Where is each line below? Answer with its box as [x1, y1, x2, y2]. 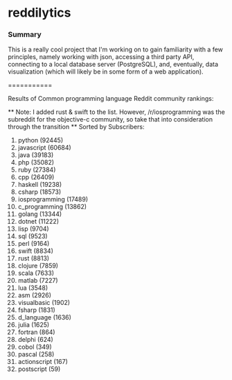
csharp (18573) [17, 188, 62, 196]
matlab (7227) [17, 276, 58, 285]
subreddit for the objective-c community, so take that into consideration [8, 115, 213, 124]
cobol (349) [17, 342, 53, 352]
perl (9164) [17, 240, 50, 248]
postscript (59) [17, 365, 61, 373]
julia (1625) [17, 321, 50, 329]
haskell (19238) [17, 181, 62, 189]
